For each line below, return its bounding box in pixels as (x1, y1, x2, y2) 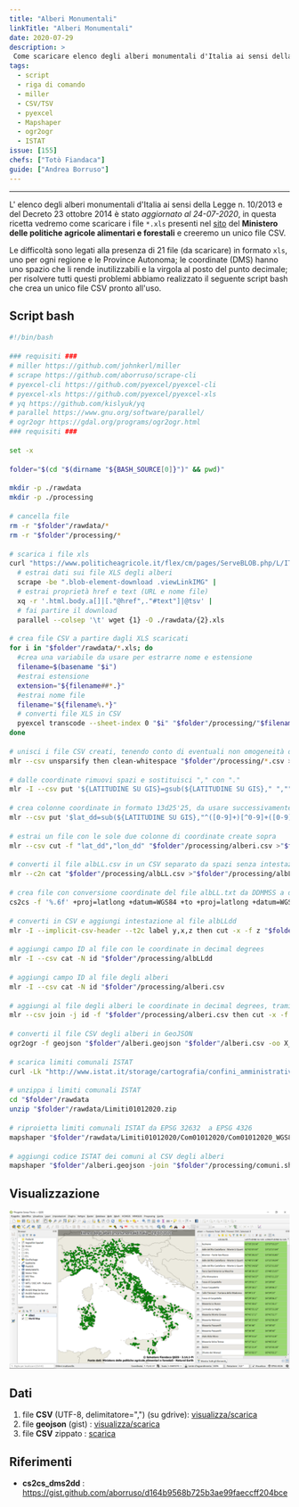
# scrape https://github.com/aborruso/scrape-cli (9, 370, 198, 379)
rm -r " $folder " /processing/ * (9, 531, 122, 540)
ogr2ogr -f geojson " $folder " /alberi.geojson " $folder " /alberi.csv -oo (9, 1039, 280, 1048)
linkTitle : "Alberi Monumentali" (9, 23, 133, 33)
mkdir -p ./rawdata (9, 484, 82, 493)
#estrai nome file (17, 691, 86, 700)
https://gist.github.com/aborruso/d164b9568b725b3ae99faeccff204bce (21, 1487, 288, 1498)
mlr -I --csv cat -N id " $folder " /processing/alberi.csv (9, 982, 225, 991)
